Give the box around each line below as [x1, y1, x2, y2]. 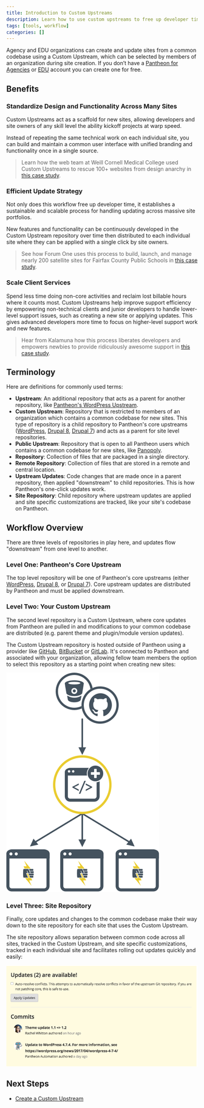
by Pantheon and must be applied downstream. [6, 587, 124, 595]
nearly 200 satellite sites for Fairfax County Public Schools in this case [21, 256, 198, 264]
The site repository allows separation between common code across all [6, 934, 185, 941]
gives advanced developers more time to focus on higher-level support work [6, 318, 198, 325]
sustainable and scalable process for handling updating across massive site [6, 207, 195, 214]
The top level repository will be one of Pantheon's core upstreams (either [6, 574, 189, 582]
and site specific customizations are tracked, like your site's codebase [15, 498, 191, 506]
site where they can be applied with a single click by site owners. [6, 238, 169, 246]
